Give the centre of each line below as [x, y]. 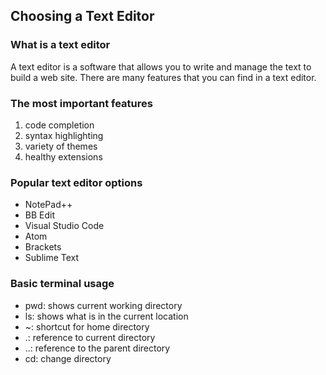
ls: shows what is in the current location [106, 316]
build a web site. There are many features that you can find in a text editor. [163, 77]
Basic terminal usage [62, 284]
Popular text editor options [76, 182]
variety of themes [61, 146]
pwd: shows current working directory [103, 305]
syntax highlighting [64, 135]
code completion [59, 125]
